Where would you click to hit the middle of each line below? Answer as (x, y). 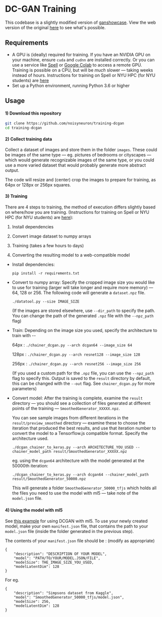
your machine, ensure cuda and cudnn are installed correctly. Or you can (83, 60)
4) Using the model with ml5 (34, 510)
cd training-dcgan (23, 128)
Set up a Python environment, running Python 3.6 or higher (71, 86)
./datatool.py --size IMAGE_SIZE (46, 301)
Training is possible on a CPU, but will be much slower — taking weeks (82, 70)
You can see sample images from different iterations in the (70, 418)
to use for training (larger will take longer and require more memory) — (82, 287)
